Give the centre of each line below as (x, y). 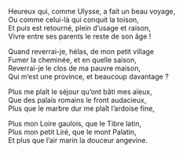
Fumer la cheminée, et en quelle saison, (73, 60)
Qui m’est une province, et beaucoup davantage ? (88, 76)
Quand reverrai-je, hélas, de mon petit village (81, 51)
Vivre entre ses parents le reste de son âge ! (80, 36)
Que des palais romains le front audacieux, (77, 100)
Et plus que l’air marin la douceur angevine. (78, 140)
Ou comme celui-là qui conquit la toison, (73, 20)
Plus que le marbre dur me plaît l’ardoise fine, (81, 108)
